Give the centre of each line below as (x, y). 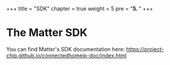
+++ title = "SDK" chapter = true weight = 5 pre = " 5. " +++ (80, 9)
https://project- (145, 49)
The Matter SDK (47, 33)
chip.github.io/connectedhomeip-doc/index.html (66, 55)
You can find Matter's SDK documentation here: (66, 49)
